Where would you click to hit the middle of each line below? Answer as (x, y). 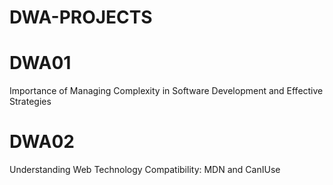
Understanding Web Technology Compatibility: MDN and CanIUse (145, 170)
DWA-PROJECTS (81, 17)
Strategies (30, 102)
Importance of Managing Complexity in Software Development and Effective (166, 91)
